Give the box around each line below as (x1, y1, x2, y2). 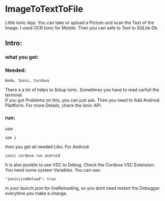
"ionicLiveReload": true (5, 176, 56, 181)
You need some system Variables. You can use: (5, 167, 101, 173)
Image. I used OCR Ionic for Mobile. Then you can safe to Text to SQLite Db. (5, 25, 159, 30)
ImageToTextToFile (5, 3, 83, 15)
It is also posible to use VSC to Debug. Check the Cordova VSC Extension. (5, 162, 156, 168)
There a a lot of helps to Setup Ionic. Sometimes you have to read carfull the (5, 87, 160, 93)
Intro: (5, 39, 22, 48)
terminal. (5, 92, 23, 98)
